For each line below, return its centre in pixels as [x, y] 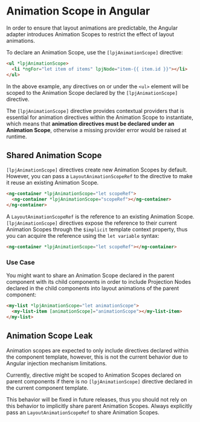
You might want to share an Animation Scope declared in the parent [90, 275]
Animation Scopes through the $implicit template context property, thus [97, 229]
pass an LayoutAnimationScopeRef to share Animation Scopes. [83, 412]
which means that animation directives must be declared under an [90, 123]
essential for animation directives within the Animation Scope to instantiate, [100, 117]
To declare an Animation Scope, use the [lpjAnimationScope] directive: [95, 52]
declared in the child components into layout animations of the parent [93, 289]
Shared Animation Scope [54, 155]
